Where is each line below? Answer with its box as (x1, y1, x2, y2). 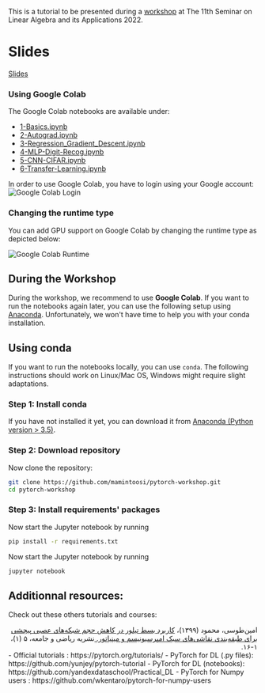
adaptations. (8, 379, 49, 388)
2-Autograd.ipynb (19, 131, 78, 140)
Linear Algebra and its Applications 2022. (8, 15, 144, 25)
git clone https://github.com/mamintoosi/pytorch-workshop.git (8, 478, 221, 486)
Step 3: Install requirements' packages (8, 504, 161, 515)
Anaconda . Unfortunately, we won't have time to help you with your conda (8, 310, 250, 320)
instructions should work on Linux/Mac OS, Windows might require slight (8, 371, 246, 381)
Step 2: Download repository (8, 445, 121, 456)
